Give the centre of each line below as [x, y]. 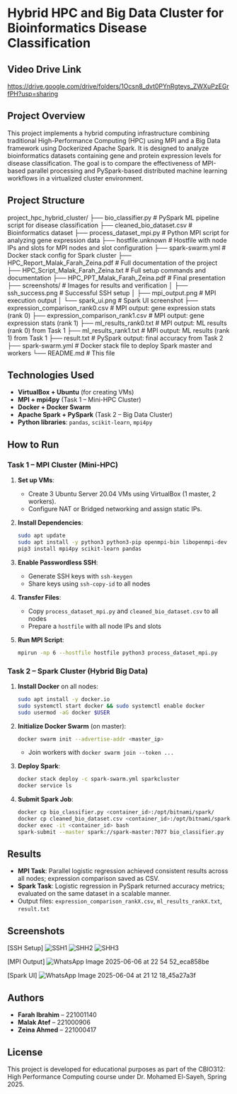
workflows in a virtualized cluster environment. [75, 178]
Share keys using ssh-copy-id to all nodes [89, 583]
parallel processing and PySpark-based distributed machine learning [127, 171]
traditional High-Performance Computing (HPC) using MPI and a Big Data [114, 140]
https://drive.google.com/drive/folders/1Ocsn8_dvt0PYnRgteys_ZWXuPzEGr [118, 86]
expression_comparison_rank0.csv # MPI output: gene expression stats [111, 308]
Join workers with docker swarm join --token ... [101, 753]
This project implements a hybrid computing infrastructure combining [109, 133]
